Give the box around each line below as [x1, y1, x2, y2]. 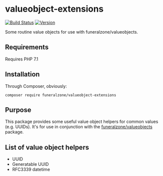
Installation [5, 70, 40, 78]
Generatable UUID [12, 161, 49, 167]
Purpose [5, 106, 32, 114]
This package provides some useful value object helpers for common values [5, 118, 159, 125]
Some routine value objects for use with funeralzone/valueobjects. [5, 29, 138, 35]
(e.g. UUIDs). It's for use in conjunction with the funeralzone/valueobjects [5, 124, 153, 130]
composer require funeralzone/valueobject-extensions [5, 93, 117, 98]
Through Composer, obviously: [5, 83, 67, 89]
